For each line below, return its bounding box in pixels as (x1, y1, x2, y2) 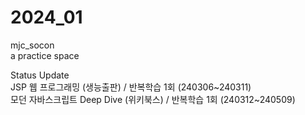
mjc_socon (10, 39, 55, 51)
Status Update (10, 69, 70, 81)
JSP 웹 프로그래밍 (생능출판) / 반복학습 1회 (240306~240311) (10, 81, 252, 93)
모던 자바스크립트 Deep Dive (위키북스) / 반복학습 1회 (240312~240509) (10, 93, 296, 105)
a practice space (10, 49, 80, 61)
